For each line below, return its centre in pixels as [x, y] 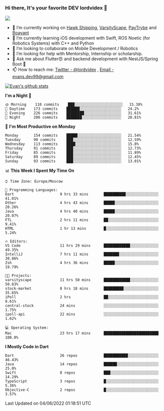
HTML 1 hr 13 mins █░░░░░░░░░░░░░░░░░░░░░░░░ [82, 229]
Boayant [21, 33]
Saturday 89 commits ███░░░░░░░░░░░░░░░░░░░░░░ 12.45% [73, 157]
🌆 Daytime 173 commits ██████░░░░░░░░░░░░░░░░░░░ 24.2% [72, 109]
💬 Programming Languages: [31, 190]
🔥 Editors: [16, 242]
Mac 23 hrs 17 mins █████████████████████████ [82, 333]
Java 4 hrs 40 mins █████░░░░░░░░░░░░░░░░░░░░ [82, 212]
